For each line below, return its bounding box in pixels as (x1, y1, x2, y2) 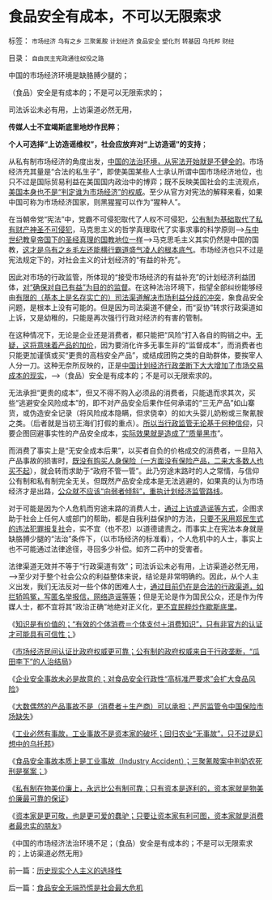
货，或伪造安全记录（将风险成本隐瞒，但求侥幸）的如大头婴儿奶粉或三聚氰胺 (8, 407, 264, 418)
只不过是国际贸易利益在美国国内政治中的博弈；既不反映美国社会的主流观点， (8, 176, 264, 187)
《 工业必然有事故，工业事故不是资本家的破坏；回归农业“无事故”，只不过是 (8, 728, 257, 739)
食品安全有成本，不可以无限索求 (8, 7, 222, 26)
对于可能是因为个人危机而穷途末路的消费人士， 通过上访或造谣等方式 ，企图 (8, 503, 257, 513)
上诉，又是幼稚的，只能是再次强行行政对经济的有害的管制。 (8, 312, 207, 322)
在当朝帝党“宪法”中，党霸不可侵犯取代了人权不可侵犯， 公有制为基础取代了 (8, 214, 257, 224)
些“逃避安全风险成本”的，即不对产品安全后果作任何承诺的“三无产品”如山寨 (8, 398, 255, 407)
